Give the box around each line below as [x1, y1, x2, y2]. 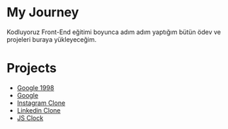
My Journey [6, 4, 79, 21]
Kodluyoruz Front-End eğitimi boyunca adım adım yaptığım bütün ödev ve [6, 28, 221, 36]
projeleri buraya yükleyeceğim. [6, 35, 97, 43]
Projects [6, 60, 57, 77]
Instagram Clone [16, 99, 66, 107]
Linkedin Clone [16, 106, 61, 114]
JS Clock [16, 113, 44, 122]
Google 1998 [16, 83, 55, 92]
